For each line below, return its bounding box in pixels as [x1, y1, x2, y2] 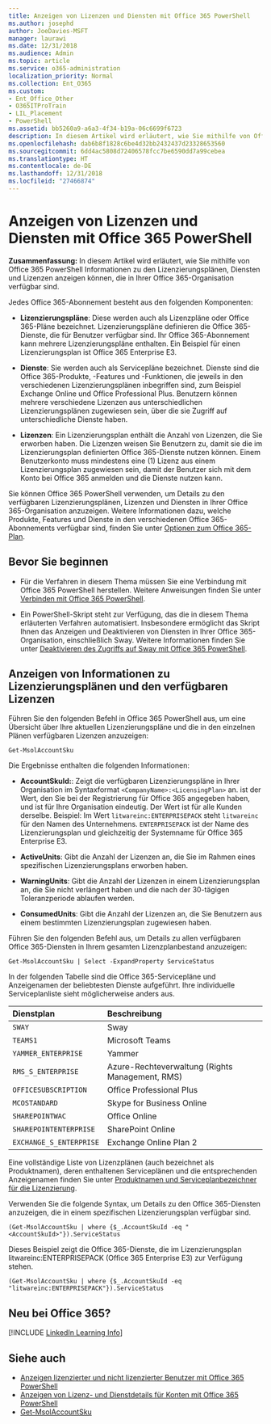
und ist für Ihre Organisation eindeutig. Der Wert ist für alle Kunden [19, 802, 242, 812]
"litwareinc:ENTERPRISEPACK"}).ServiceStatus [8, 1284, 164, 1293]
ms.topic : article [8, 57, 70, 65]
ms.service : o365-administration [8, 65, 121, 73]
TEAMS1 [12, 1036, 38, 1045]
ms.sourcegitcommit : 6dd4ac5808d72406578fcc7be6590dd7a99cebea [8, 147, 226, 155]
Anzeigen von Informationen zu [8, 668, 171, 681]
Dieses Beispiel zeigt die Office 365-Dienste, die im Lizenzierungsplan [8, 1245, 242, 1254]
